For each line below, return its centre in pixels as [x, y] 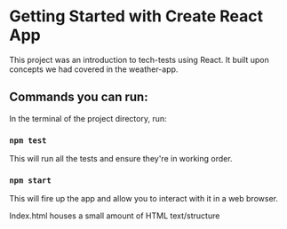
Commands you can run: [79, 97]
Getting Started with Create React [136, 16]
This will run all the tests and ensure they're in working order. [121, 159]
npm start [30, 180]
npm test [28, 140]
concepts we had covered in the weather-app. [94, 69]
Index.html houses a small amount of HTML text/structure [115, 216]
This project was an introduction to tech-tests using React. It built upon [139, 59]
